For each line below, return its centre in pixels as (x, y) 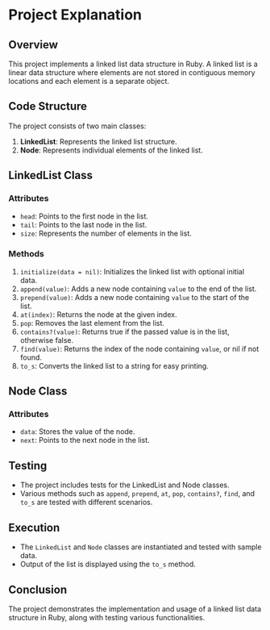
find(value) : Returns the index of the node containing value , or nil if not (139, 348)
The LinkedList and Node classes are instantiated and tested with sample (141, 547)
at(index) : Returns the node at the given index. (98, 314)
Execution (34, 527)
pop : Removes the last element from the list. (92, 323)
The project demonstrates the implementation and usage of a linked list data (135, 609)
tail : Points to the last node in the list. (83, 224)
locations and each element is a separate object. (89, 81)
